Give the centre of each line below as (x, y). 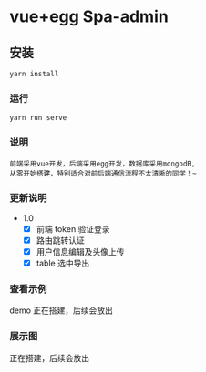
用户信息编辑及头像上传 (80, 252)
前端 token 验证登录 (73, 228)
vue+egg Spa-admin (89, 17)
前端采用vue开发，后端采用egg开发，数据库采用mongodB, (103, 164)
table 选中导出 (63, 263)
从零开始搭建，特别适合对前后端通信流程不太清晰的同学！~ (103, 173)
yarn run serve (38, 118)
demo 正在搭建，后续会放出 (62, 310)
